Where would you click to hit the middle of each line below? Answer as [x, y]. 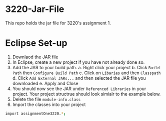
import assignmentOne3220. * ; [35, 114]
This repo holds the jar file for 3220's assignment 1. [58, 23]
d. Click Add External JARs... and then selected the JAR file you [79, 78]
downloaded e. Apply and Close [45, 83]
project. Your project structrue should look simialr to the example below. [86, 94]
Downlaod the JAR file [35, 57]
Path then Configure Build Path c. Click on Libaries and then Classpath [86, 73]
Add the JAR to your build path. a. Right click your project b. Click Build [86, 67]
